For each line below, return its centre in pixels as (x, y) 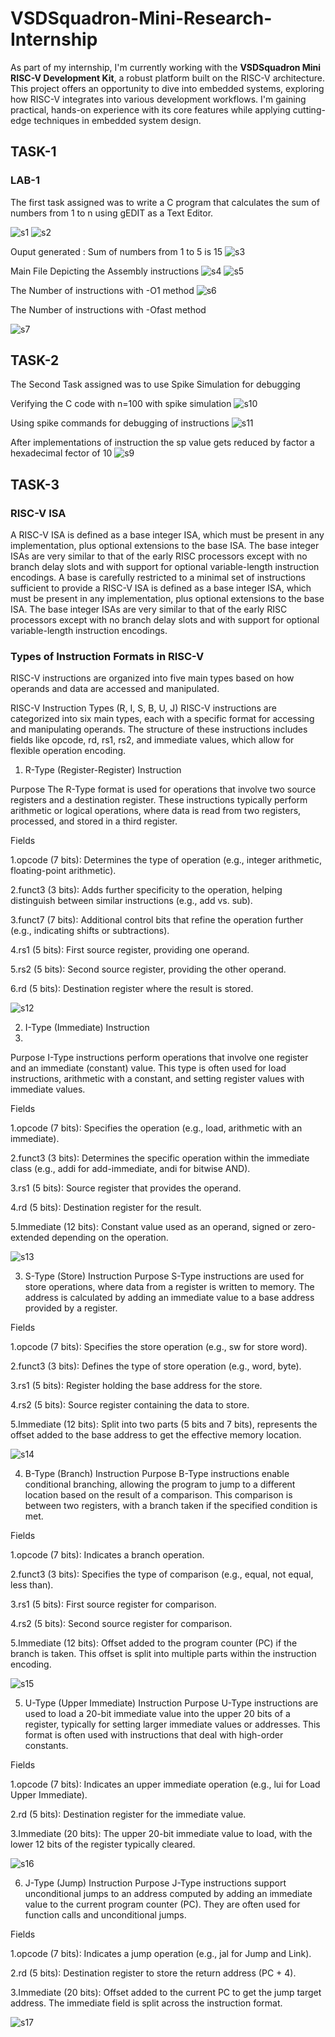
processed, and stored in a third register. (94, 821)
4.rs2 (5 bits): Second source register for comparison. (121, 1624)
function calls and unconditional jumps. (105, 1915)
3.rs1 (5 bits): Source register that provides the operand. (126, 1188)
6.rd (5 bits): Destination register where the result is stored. (132, 989)
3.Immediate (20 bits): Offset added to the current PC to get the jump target (166, 1993)
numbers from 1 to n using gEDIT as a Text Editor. (112, 213)
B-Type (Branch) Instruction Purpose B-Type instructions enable (157, 1474)
